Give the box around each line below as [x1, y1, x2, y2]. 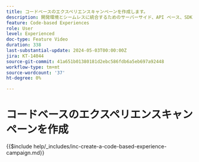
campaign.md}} [6, 149, 45, 157]
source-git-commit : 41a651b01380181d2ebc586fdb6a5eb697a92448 [6, 58, 164, 64]
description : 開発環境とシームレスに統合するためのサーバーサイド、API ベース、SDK [6, 14, 193, 20]
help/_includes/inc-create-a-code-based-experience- [33, 143, 167, 150]
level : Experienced [6, 31, 55, 37]
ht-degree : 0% [6, 75, 42, 81]
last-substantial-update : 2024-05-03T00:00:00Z [6, 48, 127, 54]
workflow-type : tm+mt [6, 64, 60, 70]
